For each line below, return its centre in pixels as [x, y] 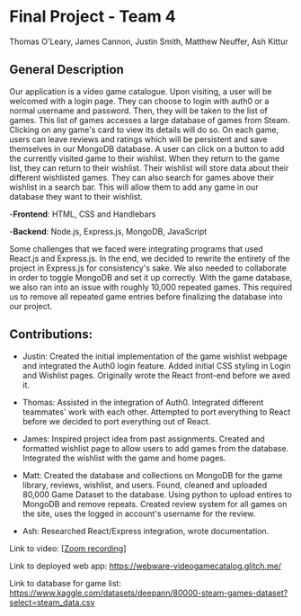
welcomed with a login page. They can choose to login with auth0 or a [139, 101]
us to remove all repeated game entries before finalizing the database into [146, 296]
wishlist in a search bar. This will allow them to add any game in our [134, 187]
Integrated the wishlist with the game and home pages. [124, 458]
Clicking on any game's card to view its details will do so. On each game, [144, 129]
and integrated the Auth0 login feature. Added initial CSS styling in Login [156, 365]
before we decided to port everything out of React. [116, 421]
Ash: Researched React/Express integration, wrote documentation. [146, 531]
